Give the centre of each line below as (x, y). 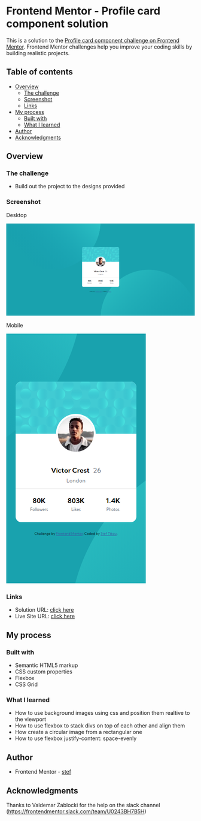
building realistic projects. (38, 53)
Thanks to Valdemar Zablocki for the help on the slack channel (83, 805)
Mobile (15, 326)
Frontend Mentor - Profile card (83, 11)
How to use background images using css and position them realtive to (102, 713)
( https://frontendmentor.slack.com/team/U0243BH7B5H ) (76, 811)
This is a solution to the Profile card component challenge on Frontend (93, 40)
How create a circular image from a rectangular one (78, 732)
